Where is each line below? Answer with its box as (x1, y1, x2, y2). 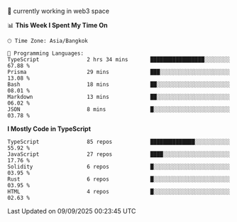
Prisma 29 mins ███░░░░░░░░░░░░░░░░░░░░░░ (7, 68, 231, 75)
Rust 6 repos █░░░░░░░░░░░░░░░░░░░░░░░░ (7, 176, 231, 183)
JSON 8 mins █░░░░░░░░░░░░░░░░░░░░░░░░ (7, 106, 231, 113)
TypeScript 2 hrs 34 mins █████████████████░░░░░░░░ (7, 56, 231, 63)
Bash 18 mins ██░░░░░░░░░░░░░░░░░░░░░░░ (7, 81, 231, 88)
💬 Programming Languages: (7, 50, 84, 57)
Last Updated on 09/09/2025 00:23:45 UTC (7, 207, 136, 215)
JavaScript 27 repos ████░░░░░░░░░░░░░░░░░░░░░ (7, 151, 231, 158)
